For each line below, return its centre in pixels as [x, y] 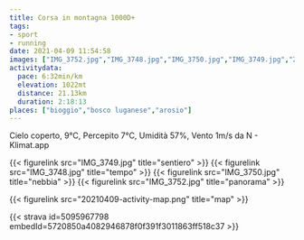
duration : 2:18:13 [52, 102]
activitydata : [36, 69]
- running [28, 43]
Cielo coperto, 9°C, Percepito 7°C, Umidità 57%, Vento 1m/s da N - [134, 135]
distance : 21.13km [52, 93]
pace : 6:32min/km [50, 77]
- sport [24, 34]
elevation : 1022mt [52, 85]
